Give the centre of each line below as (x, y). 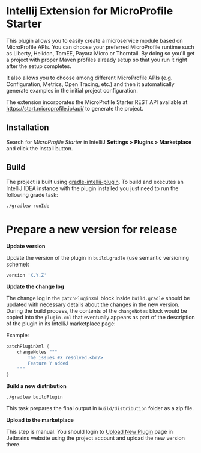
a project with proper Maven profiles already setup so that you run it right (97, 60)
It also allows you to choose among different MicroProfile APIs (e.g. (89, 78)
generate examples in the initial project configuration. (72, 90)
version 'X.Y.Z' (26, 275)
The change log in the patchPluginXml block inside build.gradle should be (98, 298)
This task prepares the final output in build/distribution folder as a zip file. (100, 408)
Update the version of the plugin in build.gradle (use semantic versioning (98, 257)
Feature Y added (48, 363)
